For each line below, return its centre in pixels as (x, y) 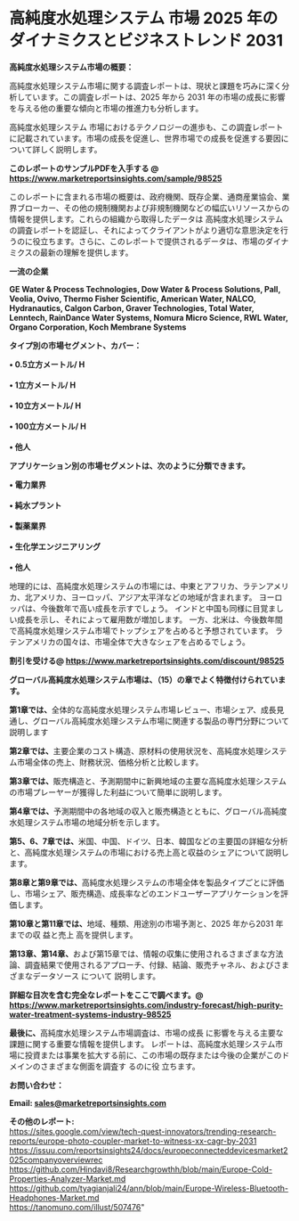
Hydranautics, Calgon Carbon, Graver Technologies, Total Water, (132, 307)
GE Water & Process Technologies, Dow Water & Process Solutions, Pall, (145, 289)
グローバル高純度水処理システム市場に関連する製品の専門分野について (161, 721)
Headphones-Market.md (54, 1197)
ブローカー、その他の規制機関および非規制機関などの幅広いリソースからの (153, 208)
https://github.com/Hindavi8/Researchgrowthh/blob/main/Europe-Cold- (141, 1169)
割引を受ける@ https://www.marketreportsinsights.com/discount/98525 (147, 660)
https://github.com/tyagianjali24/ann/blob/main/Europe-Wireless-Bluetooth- (149, 1188)
